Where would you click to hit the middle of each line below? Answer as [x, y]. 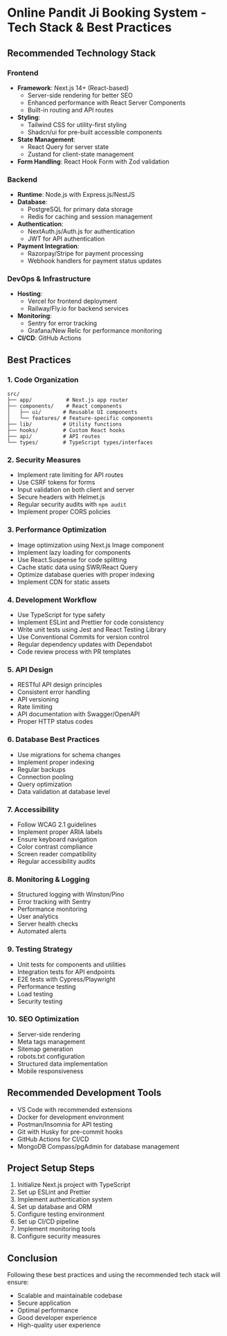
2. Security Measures [44, 460]
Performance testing [46, 987]
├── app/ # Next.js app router [68, 400]
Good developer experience [57, 1318]
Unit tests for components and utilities [71, 964]
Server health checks [47, 924]
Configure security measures [59, 1236]
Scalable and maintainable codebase [70, 1296]
